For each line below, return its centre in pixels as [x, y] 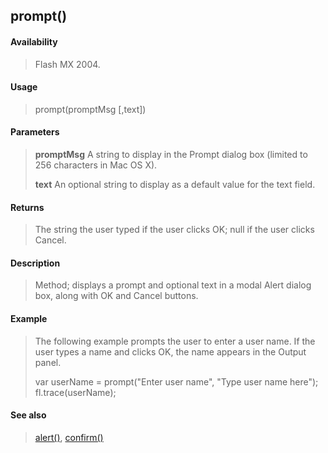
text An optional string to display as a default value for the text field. [175, 184]
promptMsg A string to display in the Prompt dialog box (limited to [171, 154]
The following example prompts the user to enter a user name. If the [175, 341]
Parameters [35, 132]
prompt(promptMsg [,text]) [90, 109]
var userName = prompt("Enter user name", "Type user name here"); [176, 381]
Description [35, 263]
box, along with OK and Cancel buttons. [116, 296]
